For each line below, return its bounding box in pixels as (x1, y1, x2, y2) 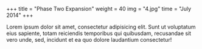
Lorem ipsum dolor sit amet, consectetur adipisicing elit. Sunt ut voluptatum (6, 24, 196, 30)
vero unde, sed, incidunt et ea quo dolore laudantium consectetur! (6, 36, 172, 43)
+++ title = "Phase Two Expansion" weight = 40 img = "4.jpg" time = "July (6, 5, 192, 12)
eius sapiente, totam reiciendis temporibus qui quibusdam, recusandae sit (6, 30, 192, 37)
